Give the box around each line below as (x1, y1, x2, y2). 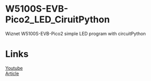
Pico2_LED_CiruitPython (5, 14, 110, 25)
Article (5, 70, 19, 76)
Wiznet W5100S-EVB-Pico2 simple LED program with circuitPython (5, 30, 146, 36)
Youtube (5, 65, 23, 71)
